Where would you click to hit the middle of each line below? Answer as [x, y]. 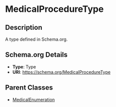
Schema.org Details [37, 55]
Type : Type [24, 67]
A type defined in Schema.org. [37, 39]
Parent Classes [29, 88]
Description [24, 27]
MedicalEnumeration [34, 100]
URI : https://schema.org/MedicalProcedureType [61, 72]
